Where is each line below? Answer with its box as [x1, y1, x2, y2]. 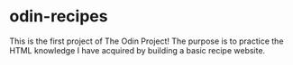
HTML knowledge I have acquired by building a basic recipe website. [9, 45, 266, 55]
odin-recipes [9, 6, 108, 27]
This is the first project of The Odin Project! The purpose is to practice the [9, 36, 284, 46]
